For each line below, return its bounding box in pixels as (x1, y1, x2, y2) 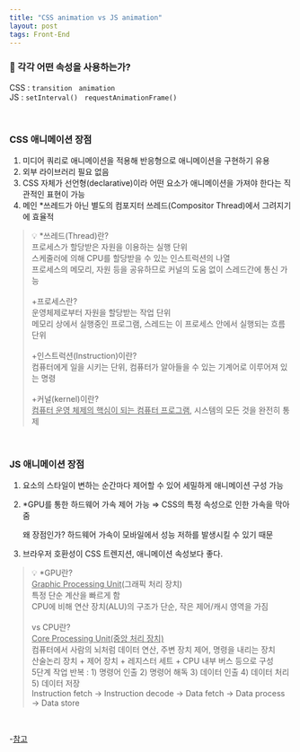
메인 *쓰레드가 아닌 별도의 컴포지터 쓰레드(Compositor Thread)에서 (22, 199, 260, 211)
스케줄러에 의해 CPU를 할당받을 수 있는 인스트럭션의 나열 (31, 252, 231, 263)
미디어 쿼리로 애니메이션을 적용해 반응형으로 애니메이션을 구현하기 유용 (22, 154, 270, 166)
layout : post (9, 22, 58, 31)
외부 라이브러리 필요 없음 (22, 166, 110, 177)
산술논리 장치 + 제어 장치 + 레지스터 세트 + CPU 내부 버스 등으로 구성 (31, 656, 274, 667)
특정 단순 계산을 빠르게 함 (31, 590, 121, 601)
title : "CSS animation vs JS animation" (9, 13, 163, 22)
